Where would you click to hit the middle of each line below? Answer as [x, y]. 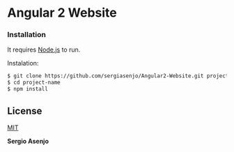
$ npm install [28, 89]
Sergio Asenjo [28, 141]
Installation [27, 35]
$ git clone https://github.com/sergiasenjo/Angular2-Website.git [106, 76]
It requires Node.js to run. [44, 50]
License [25, 111]
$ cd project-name [34, 83]
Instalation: [23, 63]
